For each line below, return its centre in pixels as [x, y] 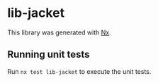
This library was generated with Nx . [59, 32]
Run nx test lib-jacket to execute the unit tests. [79, 71]
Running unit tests [49, 55]
